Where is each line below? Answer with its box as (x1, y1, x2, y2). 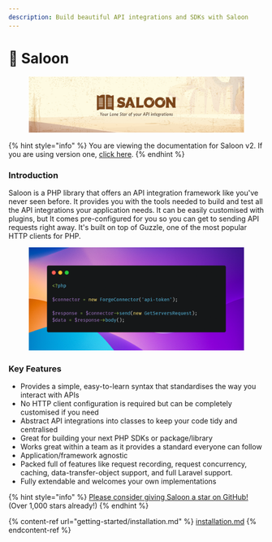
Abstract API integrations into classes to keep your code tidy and (19, 416, 238, 426)
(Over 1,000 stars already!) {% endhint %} (8, 501, 149, 511)
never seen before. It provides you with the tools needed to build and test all (8, 197, 263, 206)
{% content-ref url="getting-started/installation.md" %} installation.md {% (8, 517, 257, 527)
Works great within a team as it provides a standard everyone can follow (19, 442, 262, 452)
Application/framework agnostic (19, 451, 128, 461)
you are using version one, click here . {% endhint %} (8, 149, 185, 158)
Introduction (8, 169, 58, 180)
